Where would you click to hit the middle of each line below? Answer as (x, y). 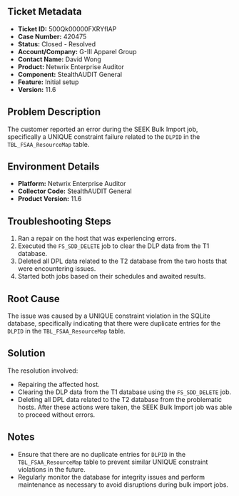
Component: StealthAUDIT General (70, 74)
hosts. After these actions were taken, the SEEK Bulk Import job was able (125, 407)
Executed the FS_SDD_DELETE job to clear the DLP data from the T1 (113, 246)
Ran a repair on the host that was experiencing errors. (97, 239)
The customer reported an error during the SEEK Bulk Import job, (103, 129)
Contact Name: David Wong (59, 59)
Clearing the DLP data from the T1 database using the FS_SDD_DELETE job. (124, 392)
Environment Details (54, 167)
